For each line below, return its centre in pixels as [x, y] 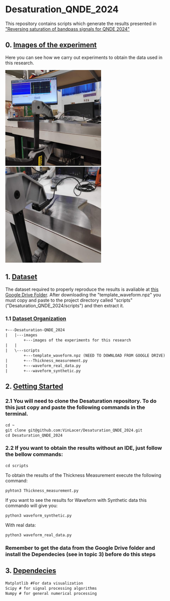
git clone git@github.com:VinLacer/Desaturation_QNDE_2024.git [74, 430]
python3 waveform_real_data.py [39, 535]
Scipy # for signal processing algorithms [51, 588]
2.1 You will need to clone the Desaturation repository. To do [81, 401]
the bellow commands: [34, 454]
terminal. [17, 414]
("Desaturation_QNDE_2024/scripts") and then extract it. [65, 306]
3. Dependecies [31, 571]
